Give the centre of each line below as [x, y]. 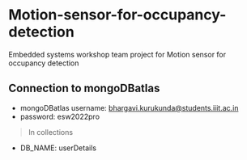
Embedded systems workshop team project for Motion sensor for [117, 54]
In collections [51, 132]
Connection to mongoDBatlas [84, 88]
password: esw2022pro [60, 116]
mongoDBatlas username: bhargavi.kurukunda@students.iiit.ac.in [129, 107]
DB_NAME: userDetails [58, 148]
